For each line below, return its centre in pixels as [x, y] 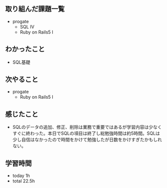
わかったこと [25, 49]
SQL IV [27, 27]
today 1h [21, 176]
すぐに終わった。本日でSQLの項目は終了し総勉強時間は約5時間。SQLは [86, 133]
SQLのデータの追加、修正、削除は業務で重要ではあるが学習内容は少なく [87, 127]
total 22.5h [24, 181]
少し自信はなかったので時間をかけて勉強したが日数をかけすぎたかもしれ [87, 140]
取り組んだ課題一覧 [35, 9]
